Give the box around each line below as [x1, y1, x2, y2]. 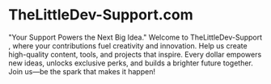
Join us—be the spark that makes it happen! [8, 66, 156, 76]
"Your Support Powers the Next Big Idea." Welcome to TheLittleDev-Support [8, 32, 263, 42]
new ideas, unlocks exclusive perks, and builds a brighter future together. [8, 58, 253, 68]
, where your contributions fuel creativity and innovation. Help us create [8, 40, 248, 50]
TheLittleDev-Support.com [8, 6, 193, 24]
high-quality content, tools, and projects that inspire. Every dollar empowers [8, 49, 262, 59]
